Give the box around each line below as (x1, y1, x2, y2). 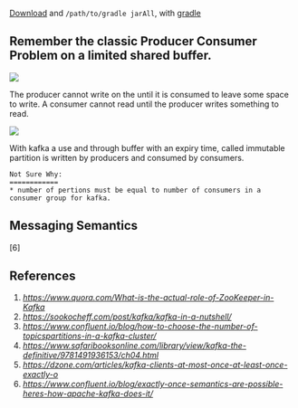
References (9, 269, 76, 284)
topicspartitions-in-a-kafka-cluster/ (22, 330, 157, 342)
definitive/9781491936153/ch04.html (22, 350, 159, 361)
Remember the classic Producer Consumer (9, 33, 258, 49)
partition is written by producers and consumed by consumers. (9, 152, 245, 163)
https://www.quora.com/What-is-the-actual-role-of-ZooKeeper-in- (22, 292, 274, 303)
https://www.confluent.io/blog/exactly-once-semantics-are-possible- (22, 379, 284, 390)
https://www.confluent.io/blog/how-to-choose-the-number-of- (22, 321, 258, 332)
